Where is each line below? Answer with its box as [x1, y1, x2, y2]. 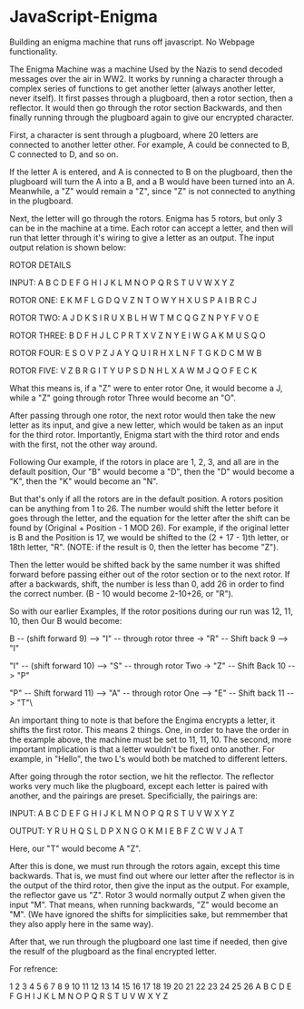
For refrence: [9, 963, 59, 974]
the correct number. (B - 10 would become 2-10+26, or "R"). [9, 588, 234, 598]
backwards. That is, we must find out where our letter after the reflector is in [9, 870, 295, 881]
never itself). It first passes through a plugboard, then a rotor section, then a [9, 93, 293, 104]
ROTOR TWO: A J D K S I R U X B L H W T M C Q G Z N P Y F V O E [9, 312, 260, 323]
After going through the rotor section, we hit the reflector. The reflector [9, 770, 275, 782]
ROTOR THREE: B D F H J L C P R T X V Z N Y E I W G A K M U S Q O [9, 330, 266, 341]
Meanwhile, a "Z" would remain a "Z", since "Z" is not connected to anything [9, 185, 296, 196]
